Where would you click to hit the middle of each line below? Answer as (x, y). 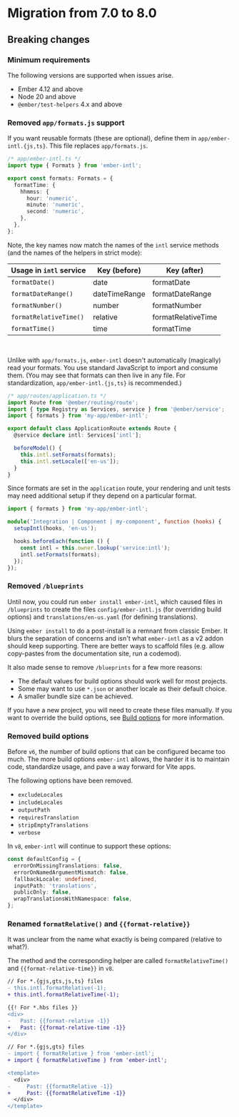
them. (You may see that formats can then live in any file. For (97, 375)
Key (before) (119, 270)
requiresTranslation (48, 818)
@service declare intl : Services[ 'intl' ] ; (78, 435)
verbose (29, 833)
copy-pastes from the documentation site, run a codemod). (95, 653)
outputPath (34, 810)
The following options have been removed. (70, 781)
